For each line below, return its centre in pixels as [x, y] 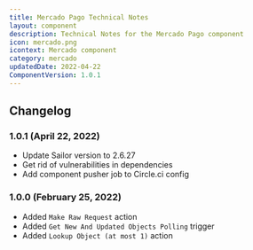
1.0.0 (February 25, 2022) [65, 198]
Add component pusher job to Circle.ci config [105, 175]
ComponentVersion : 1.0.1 [55, 75]
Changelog [40, 111]
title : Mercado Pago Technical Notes [79, 17]
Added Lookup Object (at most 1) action [97, 235]
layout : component [43, 26]
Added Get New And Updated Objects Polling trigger [118, 226]
